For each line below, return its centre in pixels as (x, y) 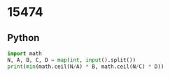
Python (23, 38)
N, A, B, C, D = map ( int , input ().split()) (72, 60)
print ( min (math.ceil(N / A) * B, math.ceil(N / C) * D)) (86, 67)
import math (24, 53)
